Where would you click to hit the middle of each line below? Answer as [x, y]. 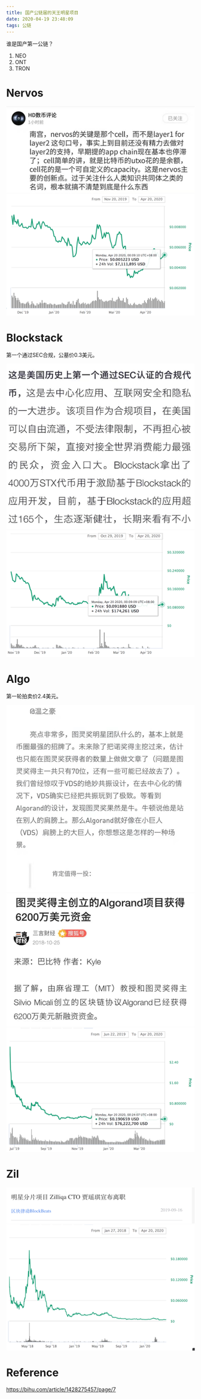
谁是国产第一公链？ [30, 44]
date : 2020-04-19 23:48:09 [40, 19]
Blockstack [35, 337]
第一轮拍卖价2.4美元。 [34, 697]
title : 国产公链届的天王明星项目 [42, 13]
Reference [32, 1372]
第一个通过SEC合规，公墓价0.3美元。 [52, 355]
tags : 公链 [19, 25]
